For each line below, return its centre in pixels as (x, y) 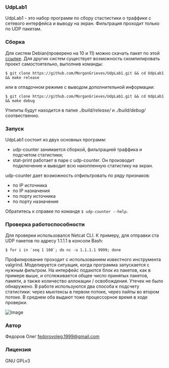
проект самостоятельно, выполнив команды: (54, 64)
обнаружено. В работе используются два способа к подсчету (72, 286)
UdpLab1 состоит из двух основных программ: (56, 139)
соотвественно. (22, 116)
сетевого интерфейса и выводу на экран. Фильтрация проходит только (82, 23)
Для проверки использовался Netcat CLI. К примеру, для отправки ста (82, 235)
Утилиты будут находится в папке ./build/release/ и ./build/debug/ (75, 110)
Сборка (15, 42)
